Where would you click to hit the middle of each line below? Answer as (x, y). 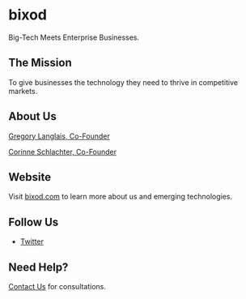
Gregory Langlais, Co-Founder (59, 136)
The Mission (40, 63)
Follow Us (34, 222)
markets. (23, 91)
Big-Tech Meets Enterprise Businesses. (74, 37)
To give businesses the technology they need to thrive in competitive (123, 82)
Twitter (32, 241)
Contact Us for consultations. (57, 286)
